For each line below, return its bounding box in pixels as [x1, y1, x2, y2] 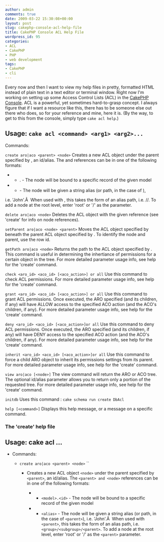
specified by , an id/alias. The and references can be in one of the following [5, 157, 157, 163]
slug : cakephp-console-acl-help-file [5, 25, 82, 30]
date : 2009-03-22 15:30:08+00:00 [5, 16, 73, 21]
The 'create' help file [5, 423, 55, 430]
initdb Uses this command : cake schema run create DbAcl [5, 396, 124, 402]
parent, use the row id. [5, 237, 50, 242]
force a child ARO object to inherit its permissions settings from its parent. [5, 356, 154, 362]
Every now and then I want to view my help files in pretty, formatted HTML [5, 84, 155, 90]
